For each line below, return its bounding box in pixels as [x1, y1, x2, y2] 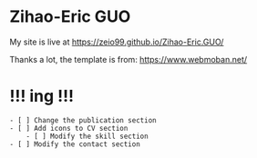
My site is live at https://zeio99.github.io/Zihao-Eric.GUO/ [9, 36, 224, 47]
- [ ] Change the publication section [9, 115, 157, 124]
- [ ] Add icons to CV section [9, 123, 128, 133]
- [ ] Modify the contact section [9, 139, 141, 149]
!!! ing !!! [9, 86, 75, 106]
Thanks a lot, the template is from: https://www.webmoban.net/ [9, 54, 248, 64]
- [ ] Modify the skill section [26, 132, 149, 141]
